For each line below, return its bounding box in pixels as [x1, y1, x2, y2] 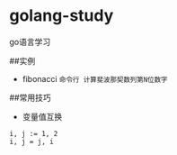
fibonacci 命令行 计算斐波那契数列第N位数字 [22, 73, 168, 84]
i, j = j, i [9, 137, 54, 146]
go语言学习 [9, 36, 51, 47]
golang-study [9, 5, 114, 26]
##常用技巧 [9, 92, 51, 103]
